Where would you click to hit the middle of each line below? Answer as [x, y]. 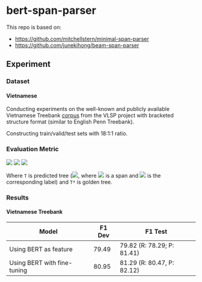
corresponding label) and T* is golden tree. [59, 182]
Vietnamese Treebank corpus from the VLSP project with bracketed [90, 116]
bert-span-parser [51, 11]
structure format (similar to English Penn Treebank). [70, 122]
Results [17, 198]
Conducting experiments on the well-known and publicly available [88, 109]
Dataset [18, 81]
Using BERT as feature [41, 249]
